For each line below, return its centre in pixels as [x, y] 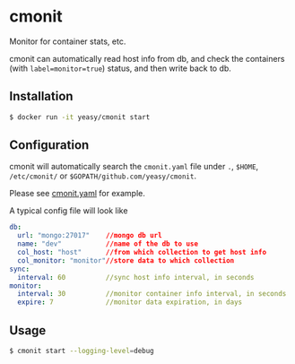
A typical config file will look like [69, 211]
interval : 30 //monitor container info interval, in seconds [152, 294]
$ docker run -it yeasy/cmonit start [80, 117]
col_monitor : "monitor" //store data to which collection [126, 260]
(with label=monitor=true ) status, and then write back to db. [120, 68]
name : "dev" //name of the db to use [108, 244]
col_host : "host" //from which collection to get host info [142, 253]
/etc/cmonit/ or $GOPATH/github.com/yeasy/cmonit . [103, 176]
